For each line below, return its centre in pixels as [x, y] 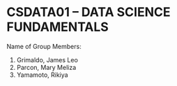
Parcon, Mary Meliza [46, 67]
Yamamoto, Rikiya [42, 75]
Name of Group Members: [44, 46]
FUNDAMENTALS [57, 27]
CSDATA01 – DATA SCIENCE [89, 12]
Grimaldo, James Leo [47, 59]
